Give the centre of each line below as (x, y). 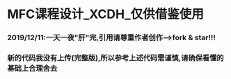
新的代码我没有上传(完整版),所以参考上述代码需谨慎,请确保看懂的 (115, 58)
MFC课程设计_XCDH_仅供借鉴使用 (105, 14)
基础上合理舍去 (32, 69)
